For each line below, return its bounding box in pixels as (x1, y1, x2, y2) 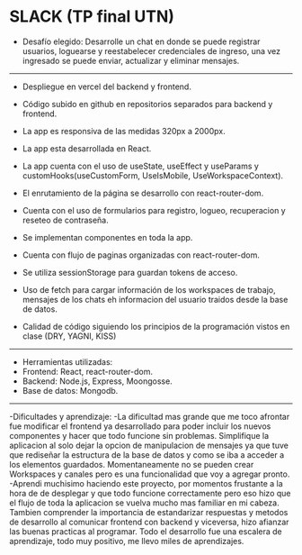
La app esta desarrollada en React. (22, 142, 152, 154)
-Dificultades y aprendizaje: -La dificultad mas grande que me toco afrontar (9, 411, 290, 422)
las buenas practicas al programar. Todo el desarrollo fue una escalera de (9, 525, 283, 537)
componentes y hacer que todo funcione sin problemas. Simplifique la (9, 430, 270, 441)
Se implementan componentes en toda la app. (22, 232, 193, 242)
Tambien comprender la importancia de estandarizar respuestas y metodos (9, 506, 289, 517)
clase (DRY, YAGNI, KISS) (22, 331, 117, 341)
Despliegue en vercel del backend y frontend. (22, 81, 191, 92)
